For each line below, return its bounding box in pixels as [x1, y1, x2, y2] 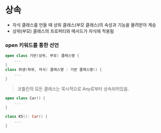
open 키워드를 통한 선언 [5, 42, 59, 49]
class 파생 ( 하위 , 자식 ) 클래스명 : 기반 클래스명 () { [5, 67, 102, 72]
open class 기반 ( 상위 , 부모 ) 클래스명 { [5, 53, 80, 59]
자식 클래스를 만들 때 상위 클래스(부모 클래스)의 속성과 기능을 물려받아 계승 [12, 22, 157, 28]
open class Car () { [5, 96, 46, 101]
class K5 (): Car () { [5, 114, 48, 119]
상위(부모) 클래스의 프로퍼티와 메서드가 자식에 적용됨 [12, 28, 114, 34]
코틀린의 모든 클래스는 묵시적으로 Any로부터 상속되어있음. [17, 86, 129, 92]
